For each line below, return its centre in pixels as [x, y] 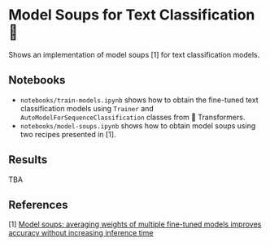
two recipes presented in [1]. [68, 134]
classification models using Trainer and [87, 108]
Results [28, 160]
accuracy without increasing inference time [81, 233]
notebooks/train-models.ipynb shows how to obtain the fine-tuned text [139, 100]
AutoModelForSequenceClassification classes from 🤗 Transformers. [133, 117]
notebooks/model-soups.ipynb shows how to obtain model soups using [138, 125]
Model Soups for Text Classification [132, 15]
